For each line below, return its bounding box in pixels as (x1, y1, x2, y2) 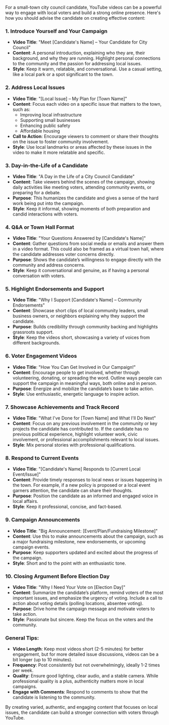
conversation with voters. (12, 273, 66, 279)
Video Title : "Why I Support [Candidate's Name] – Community (12, 297, 142, 303)
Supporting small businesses (20, 117, 81, 123)
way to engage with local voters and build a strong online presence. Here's (5, 10, 161, 16)
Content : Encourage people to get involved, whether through (12, 369, 140, 375)
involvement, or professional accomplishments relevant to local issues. (12, 437, 160, 443)
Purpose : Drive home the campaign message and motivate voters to (12, 606, 155, 612)
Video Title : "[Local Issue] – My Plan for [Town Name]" (12, 96, 128, 102)
